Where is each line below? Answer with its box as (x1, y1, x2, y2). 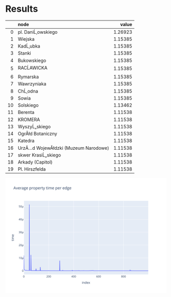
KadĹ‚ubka (17, 43, 40, 49)
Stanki (17, 50, 31, 56)
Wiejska (17, 36, 35, 42)
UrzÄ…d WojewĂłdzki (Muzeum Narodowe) (17, 145, 109, 151)
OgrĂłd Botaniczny (17, 131, 57, 137)
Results (5, 3, 38, 15)
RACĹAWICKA (17, 64, 48, 71)
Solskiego (17, 102, 39, 108)
